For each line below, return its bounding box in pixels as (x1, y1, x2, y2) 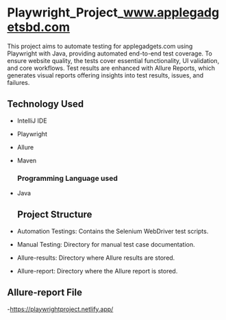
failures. (7, 78, 30, 86)
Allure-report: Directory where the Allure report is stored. (16, 267, 178, 275)
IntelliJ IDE (16, 116, 47, 125)
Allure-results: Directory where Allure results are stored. (16, 254, 175, 262)
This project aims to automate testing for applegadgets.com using (7, 42, 193, 50)
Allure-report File (7, 286, 83, 299)
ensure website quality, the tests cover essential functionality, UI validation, (7, 56, 220, 64)
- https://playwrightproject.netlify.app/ (7, 305, 114, 313)
